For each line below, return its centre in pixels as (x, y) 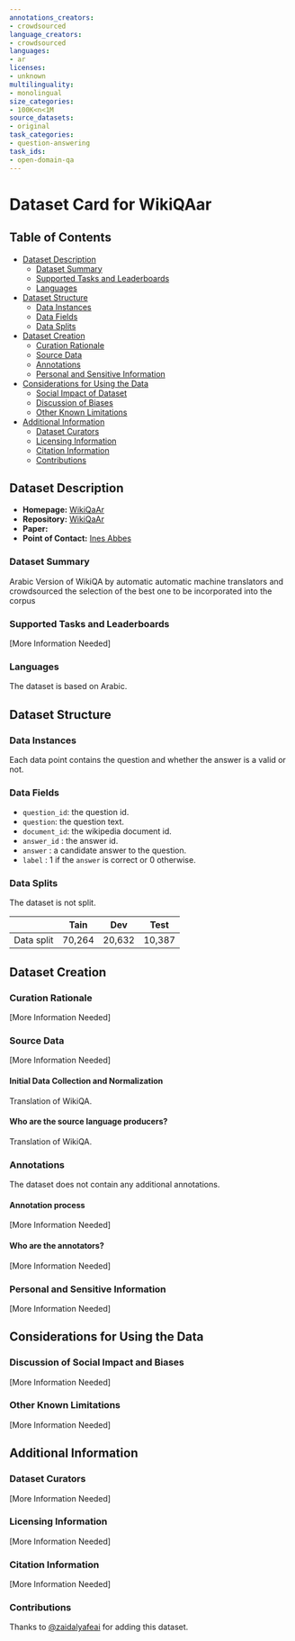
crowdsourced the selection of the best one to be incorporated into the (141, 591)
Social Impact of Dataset (81, 393)
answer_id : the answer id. (70, 841)
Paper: (35, 529)
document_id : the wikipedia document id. (97, 831)
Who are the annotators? (57, 1245)
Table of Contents (61, 238)
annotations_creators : (52, 18)
